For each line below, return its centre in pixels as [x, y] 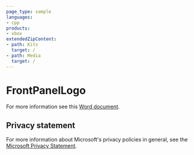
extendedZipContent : [32, 39]
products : [18, 28]
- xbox [14, 34]
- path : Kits [22, 45]
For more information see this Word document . [63, 106]
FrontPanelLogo [46, 90]
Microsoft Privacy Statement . [41, 146]
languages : [20, 17]
